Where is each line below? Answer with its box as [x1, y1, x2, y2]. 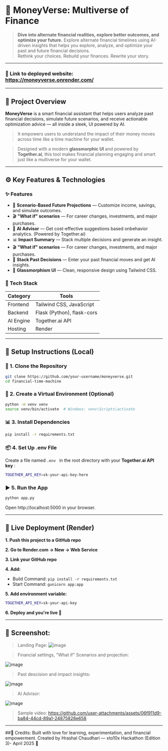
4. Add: [5, 566, 21, 572]
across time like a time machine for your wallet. [17, 136, 115, 142]
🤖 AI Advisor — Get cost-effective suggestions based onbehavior [12, 225, 148, 232]
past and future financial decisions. [17, 48, 90, 54]
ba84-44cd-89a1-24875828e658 [17, 715, 86, 721]
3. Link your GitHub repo [5, 556, 57, 562]
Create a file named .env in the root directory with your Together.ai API [5, 457, 154, 463]
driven [17, 42, 31, 48]
